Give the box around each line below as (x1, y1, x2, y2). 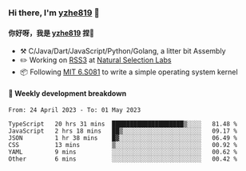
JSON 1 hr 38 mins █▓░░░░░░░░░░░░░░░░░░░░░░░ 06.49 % (8, 134, 238, 142)
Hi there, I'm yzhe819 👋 (8, 7, 100, 18)
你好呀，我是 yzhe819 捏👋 (8, 28, 94, 38)
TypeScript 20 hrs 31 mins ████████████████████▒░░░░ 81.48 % (8, 120, 238, 129)
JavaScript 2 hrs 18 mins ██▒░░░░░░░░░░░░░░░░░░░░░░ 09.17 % (8, 127, 238, 135)
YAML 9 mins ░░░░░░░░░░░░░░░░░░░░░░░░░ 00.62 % (8, 148, 238, 157)
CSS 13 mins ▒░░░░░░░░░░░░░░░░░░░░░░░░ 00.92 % (8, 141, 238, 149)
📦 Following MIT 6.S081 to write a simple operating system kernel (19, 67, 238, 77)
